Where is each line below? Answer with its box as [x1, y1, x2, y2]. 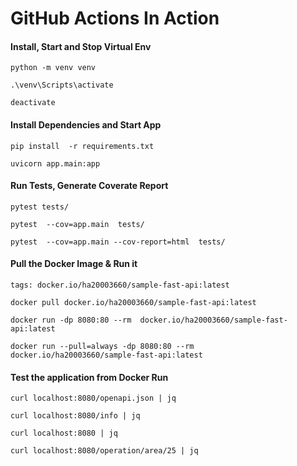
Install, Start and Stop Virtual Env [10, 40, 152, 52]
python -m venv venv [10, 63, 97, 73]
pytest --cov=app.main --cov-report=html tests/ [10, 237, 226, 247]
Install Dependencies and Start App [10, 118, 162, 131]
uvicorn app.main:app [10, 158, 101, 169]
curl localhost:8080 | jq [10, 428, 118, 439]
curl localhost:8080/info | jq [10, 411, 141, 421]
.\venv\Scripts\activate [10, 80, 114, 91]
